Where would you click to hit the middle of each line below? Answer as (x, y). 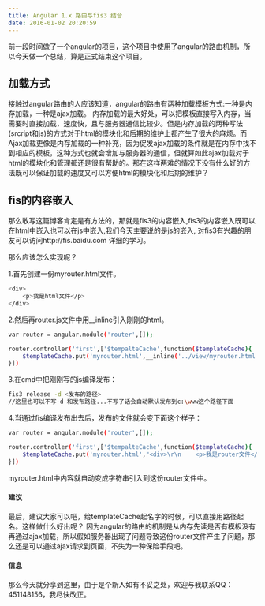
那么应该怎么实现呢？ (43, 257)
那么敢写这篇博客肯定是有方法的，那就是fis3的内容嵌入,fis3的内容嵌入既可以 (132, 221)
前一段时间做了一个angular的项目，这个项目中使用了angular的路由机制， (126, 46)
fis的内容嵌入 (41, 200)
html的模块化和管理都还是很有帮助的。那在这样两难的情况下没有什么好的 (126, 163)
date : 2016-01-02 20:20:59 (52, 23)
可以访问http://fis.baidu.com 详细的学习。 (82, 241)
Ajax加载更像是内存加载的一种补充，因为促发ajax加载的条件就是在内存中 (125, 144)
